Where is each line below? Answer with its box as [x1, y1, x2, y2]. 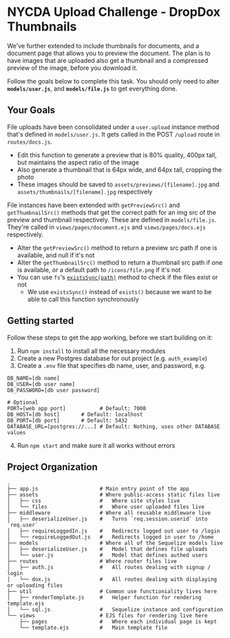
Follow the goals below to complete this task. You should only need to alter [7, 77, 220, 85]
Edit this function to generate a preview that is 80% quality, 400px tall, [17, 151, 217, 159]
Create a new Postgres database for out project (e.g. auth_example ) [17, 354, 208, 362]
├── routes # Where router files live [7, 558, 177, 565]
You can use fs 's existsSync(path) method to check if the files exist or [17, 273, 218, 281]
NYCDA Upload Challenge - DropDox [7, 4, 220, 20]
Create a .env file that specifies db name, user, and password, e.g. [17, 361, 206, 369]
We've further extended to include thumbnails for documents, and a [7, 41, 200, 50]
